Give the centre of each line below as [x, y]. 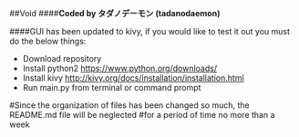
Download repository [62, 59]
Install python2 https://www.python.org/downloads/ [119, 68]
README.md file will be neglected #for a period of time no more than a [142, 115]
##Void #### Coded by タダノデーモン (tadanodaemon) [115, 13]
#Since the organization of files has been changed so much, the [130, 105]
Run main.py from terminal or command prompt [112, 88]
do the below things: [48, 41]
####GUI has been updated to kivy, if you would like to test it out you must [149, 31]
